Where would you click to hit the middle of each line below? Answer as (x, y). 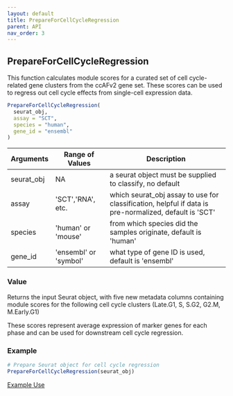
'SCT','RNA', (75, 199)
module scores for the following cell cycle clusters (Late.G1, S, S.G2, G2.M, (114, 304)
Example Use (26, 385)
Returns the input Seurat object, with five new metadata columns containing (115, 297)
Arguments (29, 159)
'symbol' (69, 261)
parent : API (24, 26)
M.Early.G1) (23, 312)
